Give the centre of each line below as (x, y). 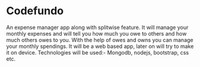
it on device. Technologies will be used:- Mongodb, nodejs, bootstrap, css (98, 52)
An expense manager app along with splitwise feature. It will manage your (97, 27)
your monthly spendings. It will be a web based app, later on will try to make (100, 46)
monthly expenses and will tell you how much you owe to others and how (96, 33)
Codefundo (35, 11)
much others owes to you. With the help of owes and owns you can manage (100, 40)
